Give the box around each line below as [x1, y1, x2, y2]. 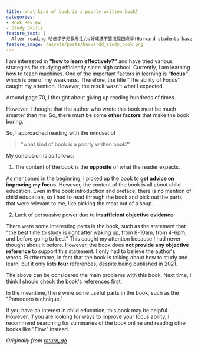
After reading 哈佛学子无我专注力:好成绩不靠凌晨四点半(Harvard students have [11, 36, 193, 42]
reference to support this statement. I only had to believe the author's [6, 248, 176, 255]
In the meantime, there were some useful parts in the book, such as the [6, 289, 179, 296]
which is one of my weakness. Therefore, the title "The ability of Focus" [6, 76, 180, 83]
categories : [6, 14, 35, 20]
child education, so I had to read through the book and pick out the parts [6, 194, 183, 201]
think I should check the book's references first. [6, 278, 123, 285]
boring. [6, 118, 24, 125]
